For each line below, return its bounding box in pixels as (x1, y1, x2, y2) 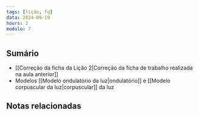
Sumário (6, 48, 39, 58)
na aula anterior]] (15, 71, 59, 78)
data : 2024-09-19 (6, 15, 50, 21)
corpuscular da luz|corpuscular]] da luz (15, 84, 114, 91)
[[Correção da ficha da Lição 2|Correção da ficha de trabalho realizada (15, 64, 193, 71)
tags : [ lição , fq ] (6, 8, 53, 15)
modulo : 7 (6, 25, 32, 32)
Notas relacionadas (6, 101, 82, 111)
